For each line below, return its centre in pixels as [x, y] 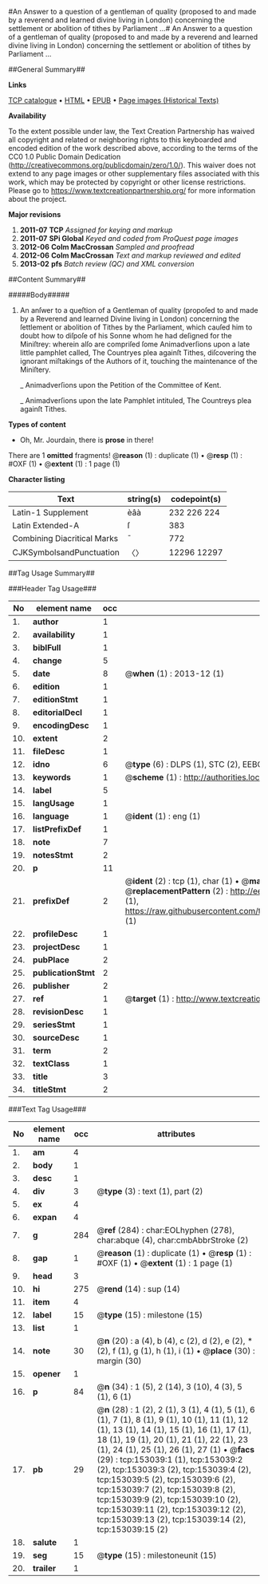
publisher [51, 986]
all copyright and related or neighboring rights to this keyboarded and [122, 140]
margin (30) [119, 1361]
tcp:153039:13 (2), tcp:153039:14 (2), [171, 1519]
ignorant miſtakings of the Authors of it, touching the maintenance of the [138, 361]
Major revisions [35, 214]
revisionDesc [58, 1011]
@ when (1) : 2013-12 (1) [175, 673]
